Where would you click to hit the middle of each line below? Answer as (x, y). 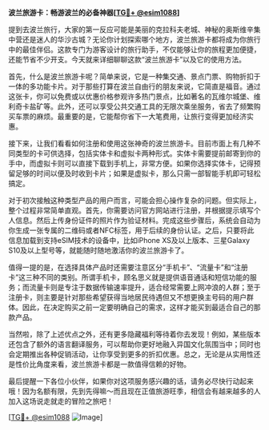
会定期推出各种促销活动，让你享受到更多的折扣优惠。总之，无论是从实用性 (131, 354)
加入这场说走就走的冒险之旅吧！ (61, 401)
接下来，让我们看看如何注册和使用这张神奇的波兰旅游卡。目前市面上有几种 (131, 143)
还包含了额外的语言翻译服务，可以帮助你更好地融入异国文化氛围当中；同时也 (134, 344)
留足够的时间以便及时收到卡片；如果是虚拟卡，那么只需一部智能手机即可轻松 (134, 173)
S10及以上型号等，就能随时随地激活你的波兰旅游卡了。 (98, 250)
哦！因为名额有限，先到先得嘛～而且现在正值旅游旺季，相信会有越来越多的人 (134, 391)
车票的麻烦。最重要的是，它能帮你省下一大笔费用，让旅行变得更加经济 (130, 116)
